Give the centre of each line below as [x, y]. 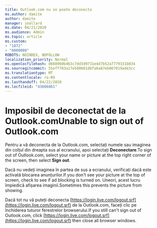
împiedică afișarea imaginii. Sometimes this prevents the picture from [73, 185]
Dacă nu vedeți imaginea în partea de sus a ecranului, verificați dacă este [78, 170]
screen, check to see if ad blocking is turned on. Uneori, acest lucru [73, 180]
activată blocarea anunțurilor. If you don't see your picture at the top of [75, 175]
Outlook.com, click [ [25, 215]
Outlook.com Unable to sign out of [74, 121]
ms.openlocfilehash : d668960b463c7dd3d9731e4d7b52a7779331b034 [70, 64]
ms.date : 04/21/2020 [26, 28]
